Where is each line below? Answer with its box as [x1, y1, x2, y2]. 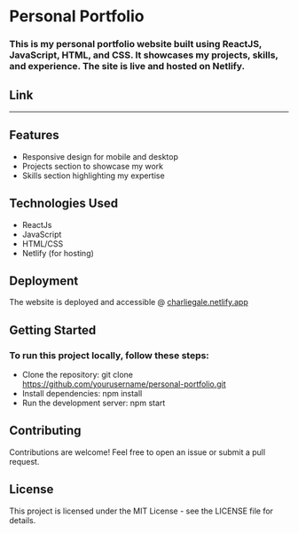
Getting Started [9, 322, 97, 338]
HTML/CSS [21, 238, 64, 249]
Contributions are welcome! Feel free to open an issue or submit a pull [9, 446, 266, 458]
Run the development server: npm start [21, 397, 166, 409]
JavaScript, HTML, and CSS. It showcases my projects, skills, [9, 49, 278, 61]
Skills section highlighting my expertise [21, 170, 166, 181]
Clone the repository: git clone [21, 370, 133, 380]
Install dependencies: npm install [21, 388, 143, 399]
